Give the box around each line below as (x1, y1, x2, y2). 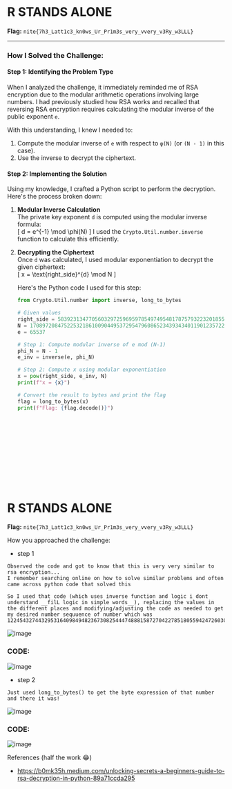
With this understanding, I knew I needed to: (7, 126, 133, 134)
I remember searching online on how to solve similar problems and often (7, 575, 224, 582)
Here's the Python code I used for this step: (17, 283, 142, 292)
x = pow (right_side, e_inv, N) (17, 373, 108, 380)
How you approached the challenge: (7, 536, 110, 545)
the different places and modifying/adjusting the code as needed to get (7, 605, 224, 612)
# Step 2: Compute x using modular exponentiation (17, 366, 166, 373)
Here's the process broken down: (7, 192, 102, 201)
